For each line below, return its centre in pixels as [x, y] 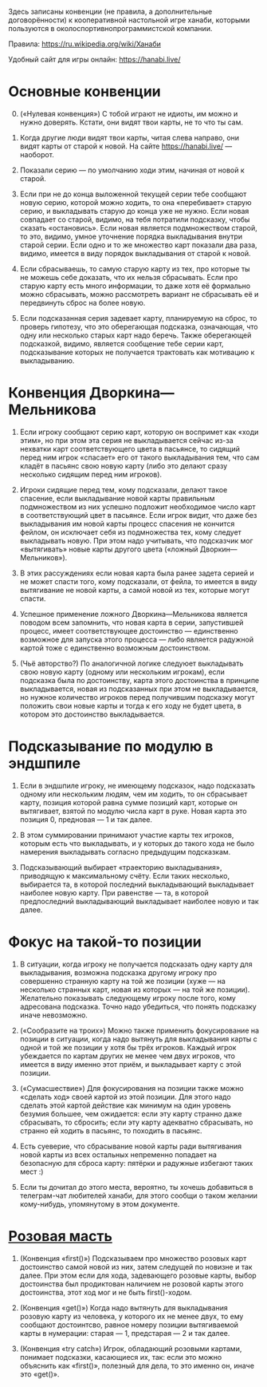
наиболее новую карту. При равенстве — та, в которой [114, 892]
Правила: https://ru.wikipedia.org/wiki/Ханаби [85, 44]
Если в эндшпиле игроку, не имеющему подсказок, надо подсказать [137, 785]
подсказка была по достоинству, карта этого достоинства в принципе [139, 680]
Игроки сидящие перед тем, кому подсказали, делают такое [124, 489]
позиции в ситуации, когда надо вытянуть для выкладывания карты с [138, 1039]
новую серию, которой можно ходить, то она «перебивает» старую [135, 202]
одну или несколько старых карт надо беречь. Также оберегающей [135, 335]
